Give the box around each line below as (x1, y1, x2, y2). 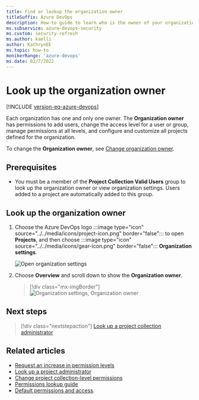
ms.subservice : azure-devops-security (6, 25, 102, 31)
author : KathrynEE (6, 42, 52, 48)
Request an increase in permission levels (14, 361, 115, 369)
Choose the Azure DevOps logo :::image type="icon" (14, 223, 144, 231)
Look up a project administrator (14, 368, 92, 375)
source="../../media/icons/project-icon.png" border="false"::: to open (14, 230, 184, 237)
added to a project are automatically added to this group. (14, 191, 154, 198)
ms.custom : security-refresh (6, 31, 78, 37)
